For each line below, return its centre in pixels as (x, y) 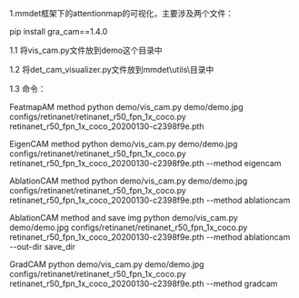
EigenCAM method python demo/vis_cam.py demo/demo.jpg (124, 144)
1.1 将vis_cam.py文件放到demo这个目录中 (86, 50)
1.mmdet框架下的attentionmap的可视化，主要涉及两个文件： (122, 13)
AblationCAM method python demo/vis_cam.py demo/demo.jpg (129, 181)
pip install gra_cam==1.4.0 (59, 31)
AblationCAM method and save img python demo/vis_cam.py (124, 218)
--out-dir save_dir (42, 247)
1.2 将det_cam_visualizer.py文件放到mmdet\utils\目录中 (112, 70)
